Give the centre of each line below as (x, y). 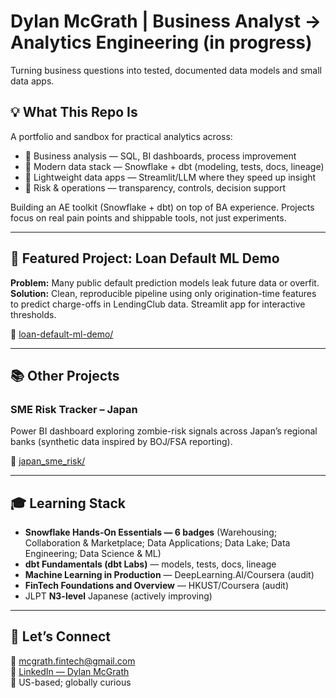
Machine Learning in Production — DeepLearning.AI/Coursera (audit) (169, 575)
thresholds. (33, 314)
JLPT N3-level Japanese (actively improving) (118, 596)
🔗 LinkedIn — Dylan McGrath (70, 671)
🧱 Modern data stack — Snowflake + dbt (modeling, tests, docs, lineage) (174, 166)
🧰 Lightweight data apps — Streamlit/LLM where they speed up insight (170, 177)
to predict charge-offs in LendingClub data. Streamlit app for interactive (158, 304)
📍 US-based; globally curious (71, 682)
